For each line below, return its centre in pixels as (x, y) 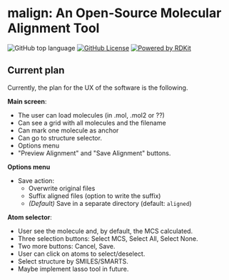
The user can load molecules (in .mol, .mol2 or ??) (91, 115)
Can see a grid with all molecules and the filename (92, 123)
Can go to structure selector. (60, 138)
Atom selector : (30, 217)
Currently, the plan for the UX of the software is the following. (98, 88)
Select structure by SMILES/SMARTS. (73, 261)
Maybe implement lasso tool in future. (73, 269)
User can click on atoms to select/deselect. (81, 254)
